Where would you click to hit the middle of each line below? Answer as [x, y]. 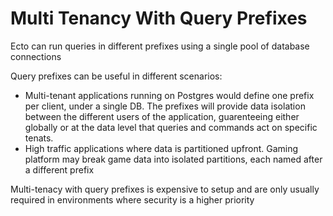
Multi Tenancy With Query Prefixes [159, 18]
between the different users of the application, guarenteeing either [162, 116]
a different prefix [59, 169]
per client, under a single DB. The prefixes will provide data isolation [165, 106]
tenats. [39, 138]
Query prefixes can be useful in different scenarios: [116, 76]
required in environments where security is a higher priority [132, 199]
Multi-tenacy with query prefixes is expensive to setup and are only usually [165, 189]
